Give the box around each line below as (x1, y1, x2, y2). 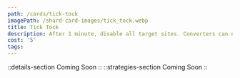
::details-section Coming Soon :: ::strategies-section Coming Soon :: (7, 63, 209, 71)
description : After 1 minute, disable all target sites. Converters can (7, 30, 229, 38)
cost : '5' (7, 37, 37, 44)
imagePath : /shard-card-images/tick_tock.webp (7, 17, 149, 24)
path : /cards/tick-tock (7, 10, 79, 18)
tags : (7, 43, 24, 50)
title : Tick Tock (7, 23, 59, 30)
